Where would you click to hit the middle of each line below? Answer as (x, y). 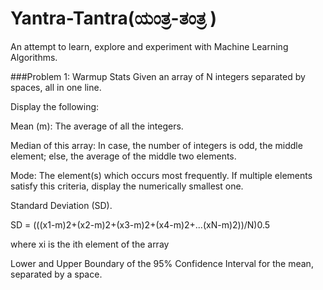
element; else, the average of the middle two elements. (123, 156)
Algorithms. (34, 57)
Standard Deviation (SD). (61, 205)
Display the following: (55, 106)
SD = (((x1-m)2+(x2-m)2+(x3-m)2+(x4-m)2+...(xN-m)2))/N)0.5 (140, 224)
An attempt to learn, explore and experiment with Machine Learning (149, 46)
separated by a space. (56, 274)
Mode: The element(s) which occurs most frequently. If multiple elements (161, 175)
